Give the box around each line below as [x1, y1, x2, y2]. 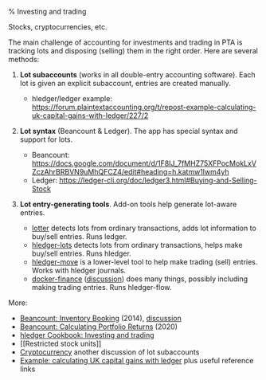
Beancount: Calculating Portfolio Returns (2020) [19, 322, 178, 331]
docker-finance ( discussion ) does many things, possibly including [31, 274, 248, 284]
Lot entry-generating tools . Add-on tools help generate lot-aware [19, 199, 237, 209]
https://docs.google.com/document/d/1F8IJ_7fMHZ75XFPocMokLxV [31, 159, 257, 168]
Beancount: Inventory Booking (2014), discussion [19, 314, 182, 323]
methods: [8, 55, 40, 64]
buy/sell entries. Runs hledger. [31, 249, 131, 258]
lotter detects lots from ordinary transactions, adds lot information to [31, 223, 256, 233]
